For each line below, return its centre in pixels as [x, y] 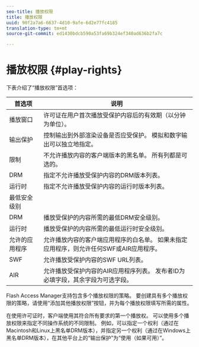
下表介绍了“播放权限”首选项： [42, 88]
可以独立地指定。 [73, 144]
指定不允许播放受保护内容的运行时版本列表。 [106, 186]
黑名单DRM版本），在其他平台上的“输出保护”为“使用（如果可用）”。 [87, 338]
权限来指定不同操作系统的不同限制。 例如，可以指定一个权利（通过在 [95, 323]
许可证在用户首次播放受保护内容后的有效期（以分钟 [115, 115]
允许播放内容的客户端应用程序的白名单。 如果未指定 [115, 240]
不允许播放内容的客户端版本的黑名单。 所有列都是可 [115, 155]
